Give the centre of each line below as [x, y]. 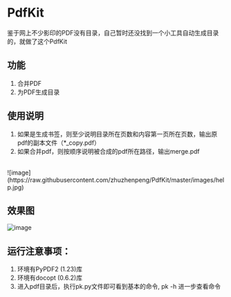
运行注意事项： [39, 251]
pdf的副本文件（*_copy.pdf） [58, 143]
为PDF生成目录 [38, 92]
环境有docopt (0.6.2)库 [50, 278]
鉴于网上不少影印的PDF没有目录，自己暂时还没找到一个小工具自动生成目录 [113, 33]
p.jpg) [16, 187]
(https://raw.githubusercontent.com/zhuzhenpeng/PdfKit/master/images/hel [116, 180]
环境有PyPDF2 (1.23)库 [50, 269]
